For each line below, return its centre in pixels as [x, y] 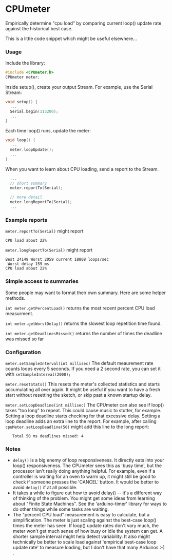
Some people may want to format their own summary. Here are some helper [85, 293]
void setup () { [22, 102]
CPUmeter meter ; [23, 78]
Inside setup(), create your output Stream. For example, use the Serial [79, 87]
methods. [15, 298]
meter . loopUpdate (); [32, 150]
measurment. [19, 313]
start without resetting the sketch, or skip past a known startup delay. [79, 395]
